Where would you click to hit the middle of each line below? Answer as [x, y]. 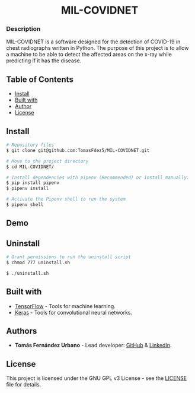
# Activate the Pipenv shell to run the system [66, 199]
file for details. [24, 385]
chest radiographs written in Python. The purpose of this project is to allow [97, 48]
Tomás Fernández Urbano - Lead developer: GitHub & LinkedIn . [93, 346]
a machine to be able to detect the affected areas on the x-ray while [89, 55]
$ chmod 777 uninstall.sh [38, 263]
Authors [22, 331]
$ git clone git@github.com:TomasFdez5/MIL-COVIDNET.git [78, 150]
